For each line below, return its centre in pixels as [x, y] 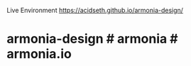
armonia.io [39, 54]
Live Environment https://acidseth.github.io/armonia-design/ [95, 10]
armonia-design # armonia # [92, 39]
